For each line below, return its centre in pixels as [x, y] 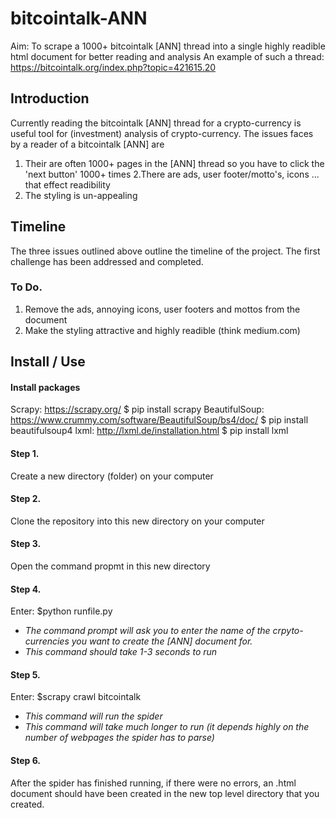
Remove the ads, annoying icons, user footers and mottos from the [162, 309]
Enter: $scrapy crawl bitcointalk [76, 697]
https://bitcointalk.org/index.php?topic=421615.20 [113, 67]
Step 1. [25, 454]
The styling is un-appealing [81, 195]
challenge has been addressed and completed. [107, 261]
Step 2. [26, 499]
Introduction [50, 98]
